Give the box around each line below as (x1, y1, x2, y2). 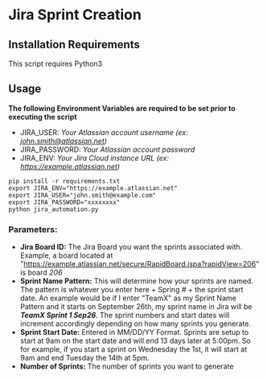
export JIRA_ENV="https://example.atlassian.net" (8, 184, 179, 192)
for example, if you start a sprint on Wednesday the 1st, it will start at (19, 344, 248, 354)
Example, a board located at (19, 251, 113, 260)
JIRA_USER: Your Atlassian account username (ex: (19, 127, 188, 137)
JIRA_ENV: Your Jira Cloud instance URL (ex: (19, 153, 169, 162)
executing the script (8, 112, 78, 121)
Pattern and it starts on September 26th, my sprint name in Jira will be (19, 302, 253, 312)
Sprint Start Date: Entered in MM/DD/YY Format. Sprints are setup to (19, 328, 249, 337)
